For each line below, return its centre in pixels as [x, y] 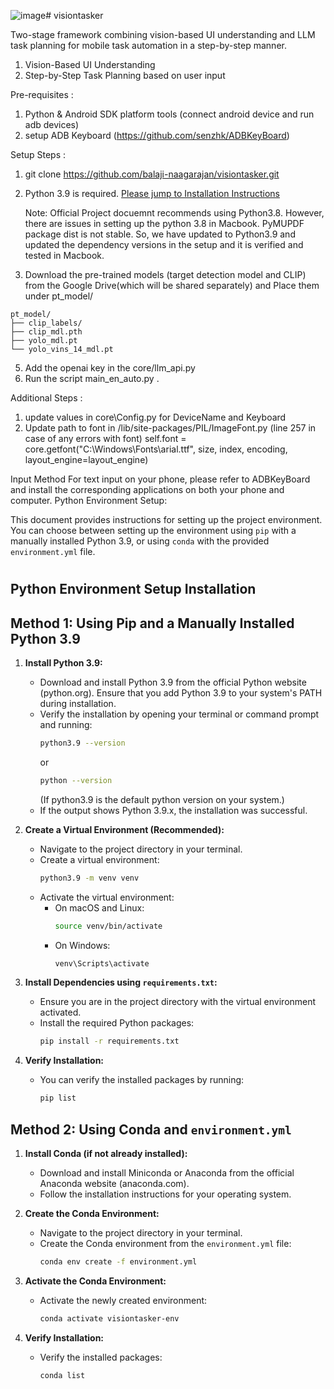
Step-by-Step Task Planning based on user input [125, 75]
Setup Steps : [38, 154]
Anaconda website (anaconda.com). [114, 1183]
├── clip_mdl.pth [46, 332]
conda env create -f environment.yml [118, 1261]
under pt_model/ [59, 296]
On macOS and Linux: [99, 907]
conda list [62, 1375]
